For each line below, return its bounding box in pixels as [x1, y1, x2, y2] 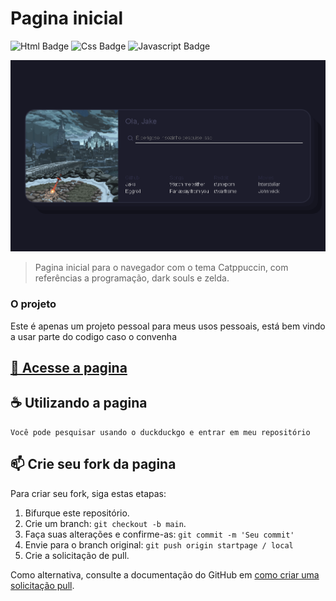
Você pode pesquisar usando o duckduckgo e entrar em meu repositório [10, 427, 311, 437]
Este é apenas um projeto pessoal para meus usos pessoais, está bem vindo [10, 320, 326, 332]
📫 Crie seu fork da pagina [10, 456, 177, 473]
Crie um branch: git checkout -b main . [24, 517, 187, 529]
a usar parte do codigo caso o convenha [10, 330, 177, 342]
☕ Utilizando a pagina [10, 395, 148, 412]
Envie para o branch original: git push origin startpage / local [24, 538, 294, 551]
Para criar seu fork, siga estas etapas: [10, 487, 167, 499]
